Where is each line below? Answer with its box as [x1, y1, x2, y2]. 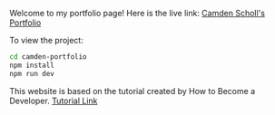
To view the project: [9, 35, 83, 45]
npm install [9, 61, 54, 70]
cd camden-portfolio [9, 53, 88, 62]
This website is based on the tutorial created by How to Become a [9, 85, 256, 96]
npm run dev [9, 69, 54, 78]
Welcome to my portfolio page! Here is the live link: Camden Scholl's [9, 8, 266, 18]
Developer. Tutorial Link [9, 95, 98, 106]
